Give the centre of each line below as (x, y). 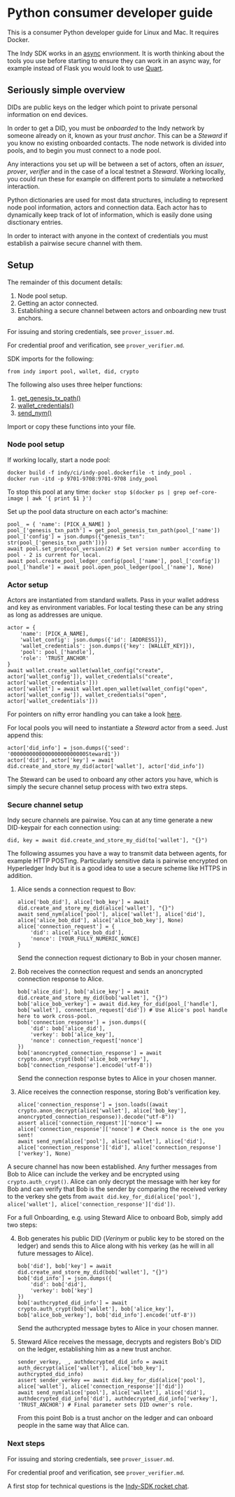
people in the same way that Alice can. (73, 1426)
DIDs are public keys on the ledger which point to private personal (102, 107)
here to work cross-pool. (55, 1017)
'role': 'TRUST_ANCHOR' (55, 659)
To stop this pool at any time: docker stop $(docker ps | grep (97, 492)
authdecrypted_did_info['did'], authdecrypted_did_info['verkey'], (117, 1399)
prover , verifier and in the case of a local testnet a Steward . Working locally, (116, 171)
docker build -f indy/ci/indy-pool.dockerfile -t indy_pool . (100, 473)
